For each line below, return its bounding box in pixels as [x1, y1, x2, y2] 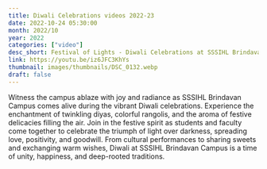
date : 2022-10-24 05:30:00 [8, 19, 98, 27]
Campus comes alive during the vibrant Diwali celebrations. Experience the [8, 101, 254, 110]
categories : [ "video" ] [8, 41, 83, 49]
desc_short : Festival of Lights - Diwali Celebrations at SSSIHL [8, 48, 229, 56]
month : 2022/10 [8, 26, 59, 34]
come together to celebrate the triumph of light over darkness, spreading [8, 126, 248, 136]
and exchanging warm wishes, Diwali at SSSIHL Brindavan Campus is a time [8, 143, 257, 152]
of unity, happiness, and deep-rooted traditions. [8, 152, 165, 161]
